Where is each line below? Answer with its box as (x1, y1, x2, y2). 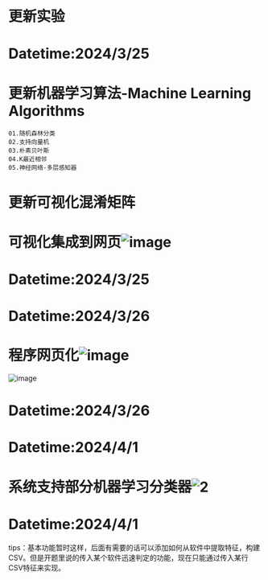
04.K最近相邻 (8, 155, 47, 163)
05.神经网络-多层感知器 (8, 164, 77, 172)
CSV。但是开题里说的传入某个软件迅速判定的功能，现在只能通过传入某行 (8, 553, 249, 562)
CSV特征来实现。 (8, 562, 66, 572)
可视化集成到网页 (8, 232, 122, 251)
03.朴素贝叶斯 (8, 146, 50, 155)
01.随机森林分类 (8, 130, 56, 138)
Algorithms (8, 101, 85, 120)
